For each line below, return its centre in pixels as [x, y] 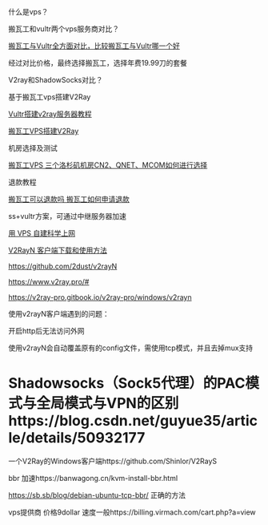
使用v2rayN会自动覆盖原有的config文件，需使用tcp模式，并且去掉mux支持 [131, 348]
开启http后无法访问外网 [47, 331]
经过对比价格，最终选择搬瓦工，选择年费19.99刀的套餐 [98, 63]
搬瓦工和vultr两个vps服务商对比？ [64, 29]
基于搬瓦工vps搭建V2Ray [50, 97]
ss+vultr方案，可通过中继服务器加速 [67, 216]
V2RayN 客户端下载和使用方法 [58, 250]
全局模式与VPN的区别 [108, 404]
